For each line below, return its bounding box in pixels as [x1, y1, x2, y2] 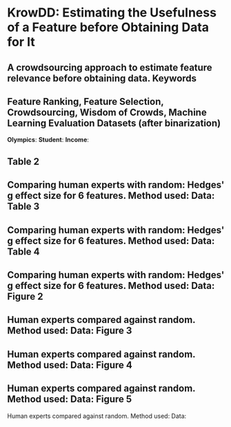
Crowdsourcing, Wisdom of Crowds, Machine [7, 106, 207, 118]
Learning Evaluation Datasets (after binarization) [7, 117, 221, 129]
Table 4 [7, 246, 40, 257]
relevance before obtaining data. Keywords [7, 72, 197, 84]
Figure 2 [7, 290, 43, 302]
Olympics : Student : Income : [7, 136, 90, 144]
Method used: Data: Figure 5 [7, 393, 132, 405]
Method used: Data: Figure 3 [7, 325, 132, 337]
